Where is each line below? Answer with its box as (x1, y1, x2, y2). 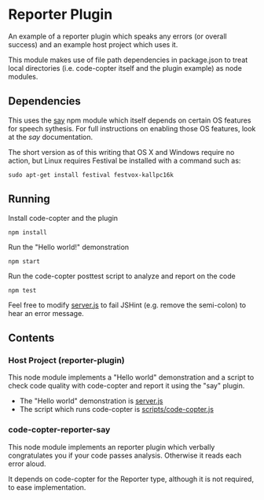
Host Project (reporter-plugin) (8, 355, 125, 366)
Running (8, 193, 51, 206)
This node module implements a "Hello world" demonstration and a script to (8, 373, 255, 382)
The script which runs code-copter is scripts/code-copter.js (19, 405, 214, 414)
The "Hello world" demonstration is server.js (19, 396, 163, 406)
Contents (8, 331, 55, 344)
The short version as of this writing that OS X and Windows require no (8, 147, 235, 156)
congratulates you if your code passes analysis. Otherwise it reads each (8, 450, 242, 460)
